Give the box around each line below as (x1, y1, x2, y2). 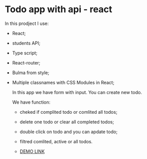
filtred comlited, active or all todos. (19, 138, 93, 144)
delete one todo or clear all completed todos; (19, 118, 114, 125)
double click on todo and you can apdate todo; (19, 129, 118, 135)
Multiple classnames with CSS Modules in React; (12, 79, 115, 85)
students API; (12, 40, 41, 46)
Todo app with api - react (5, 4, 112, 15)
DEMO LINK (19, 148, 45, 154)
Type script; (12, 50, 38, 56)
